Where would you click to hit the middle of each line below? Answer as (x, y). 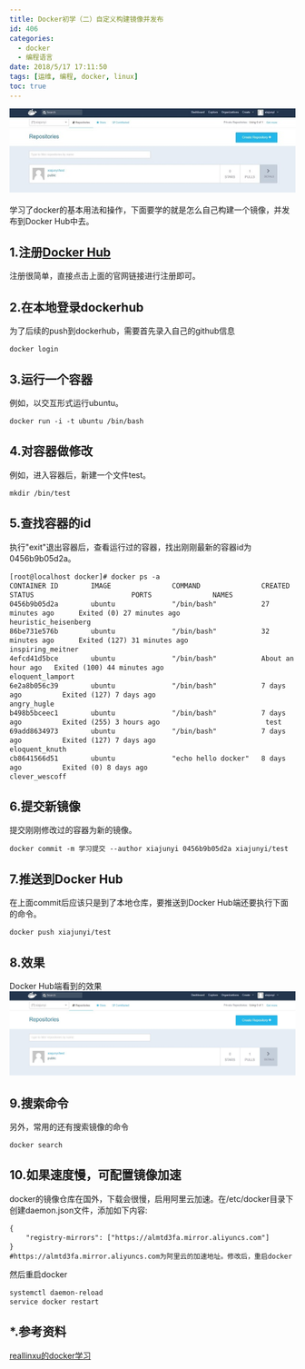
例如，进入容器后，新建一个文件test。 (80, 475)
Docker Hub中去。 (59, 221)
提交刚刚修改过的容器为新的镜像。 (73, 830)
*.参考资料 (38, 1332)
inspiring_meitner (44, 650)
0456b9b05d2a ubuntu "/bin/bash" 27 (140, 604)
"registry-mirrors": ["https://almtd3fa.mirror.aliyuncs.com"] (148, 1237)
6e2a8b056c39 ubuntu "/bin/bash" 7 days (148, 686)
